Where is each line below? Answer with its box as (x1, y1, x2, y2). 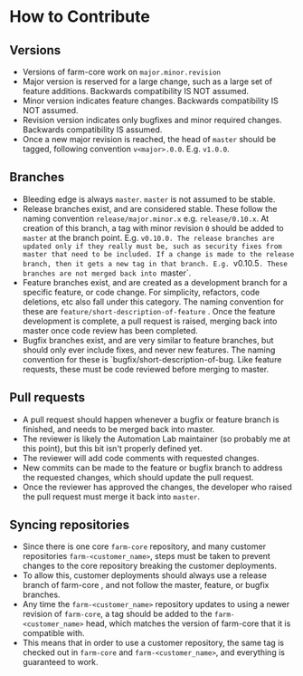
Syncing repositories (9, 517, 129, 533)
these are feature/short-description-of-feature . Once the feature (22, 305, 276, 316)
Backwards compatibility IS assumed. (22, 124, 163, 135)
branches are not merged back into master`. (22, 267, 192, 278)
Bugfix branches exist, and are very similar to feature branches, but (22, 334, 274, 345)
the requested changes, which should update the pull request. (22, 471, 255, 482)
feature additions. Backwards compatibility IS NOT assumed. (22, 86, 250, 96)
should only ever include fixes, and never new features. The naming (22, 344, 276, 355)
